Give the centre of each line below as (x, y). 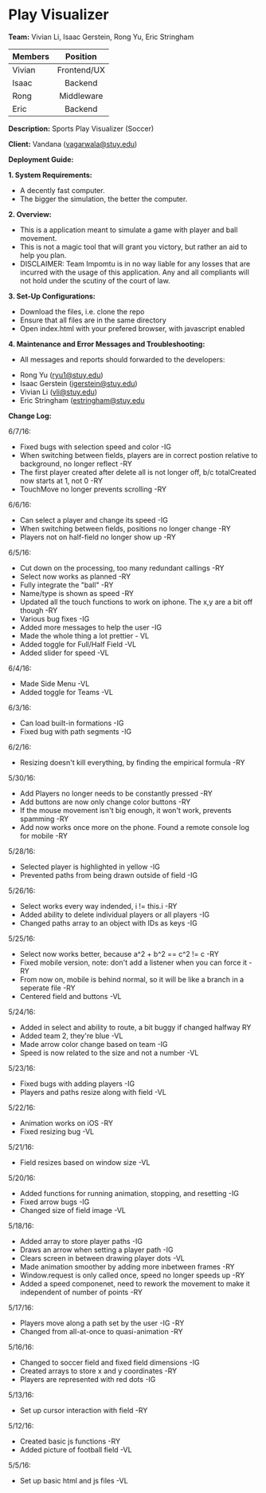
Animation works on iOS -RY (66, 1123)
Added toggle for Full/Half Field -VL (78, 644)
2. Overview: (30, 214)
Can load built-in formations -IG (72, 723)
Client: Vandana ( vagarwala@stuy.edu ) (73, 144)
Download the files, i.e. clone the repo (82, 311)
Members (31, 56)
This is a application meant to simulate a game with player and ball (129, 230)
